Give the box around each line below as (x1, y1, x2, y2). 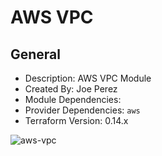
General (10, 46, 62, 63)
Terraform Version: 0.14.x (24, 115, 129, 126)
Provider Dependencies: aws (24, 104, 141, 116)
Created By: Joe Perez (24, 83, 118, 95)
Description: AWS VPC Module (24, 72, 152, 84)
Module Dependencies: (24, 94, 122, 105)
